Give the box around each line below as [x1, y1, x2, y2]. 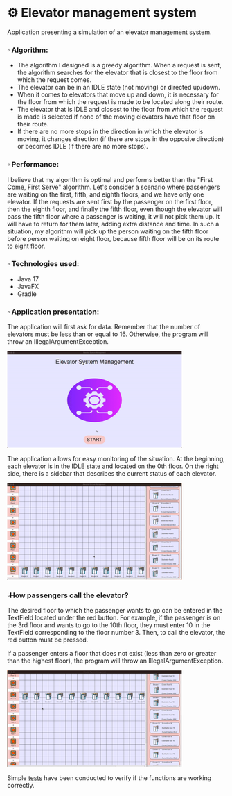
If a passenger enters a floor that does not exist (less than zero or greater [7, 649, 217, 657]
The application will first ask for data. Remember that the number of [7, 323, 201, 331]
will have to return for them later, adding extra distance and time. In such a [7, 219, 220, 228]
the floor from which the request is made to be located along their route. [17, 98, 224, 106]
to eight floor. [7, 242, 46, 250]
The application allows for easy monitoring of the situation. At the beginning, [7, 454, 225, 463]
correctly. [7, 781, 35, 789]
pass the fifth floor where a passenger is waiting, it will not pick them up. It [7, 212, 220, 220]
